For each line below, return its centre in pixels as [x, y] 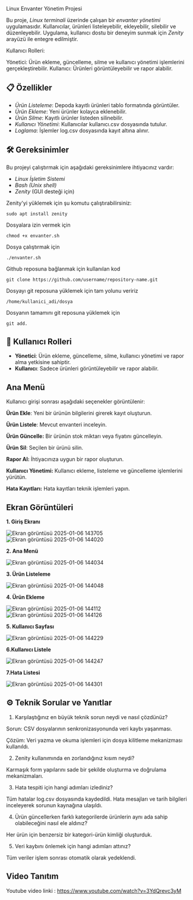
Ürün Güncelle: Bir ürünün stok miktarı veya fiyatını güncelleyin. [84, 436]
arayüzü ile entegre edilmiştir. [42, 39]
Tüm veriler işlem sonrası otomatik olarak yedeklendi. [71, 857]
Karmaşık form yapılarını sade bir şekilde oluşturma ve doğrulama [86, 769]
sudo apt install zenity [37, 214]
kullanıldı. [18, 747]
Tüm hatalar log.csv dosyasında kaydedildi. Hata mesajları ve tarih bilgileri [96, 799]
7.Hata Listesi [23, 673]
